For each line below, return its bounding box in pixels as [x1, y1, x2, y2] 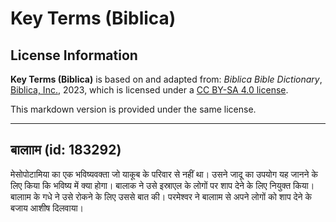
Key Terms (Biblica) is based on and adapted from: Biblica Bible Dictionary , [10, 73, 323, 85]
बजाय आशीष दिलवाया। [10, 202, 85, 214]
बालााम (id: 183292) [10, 142, 122, 159]
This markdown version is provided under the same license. [10, 103, 257, 115]
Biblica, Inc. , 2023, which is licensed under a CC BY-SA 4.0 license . [10, 84, 289, 96]
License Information [10, 47, 138, 64]
